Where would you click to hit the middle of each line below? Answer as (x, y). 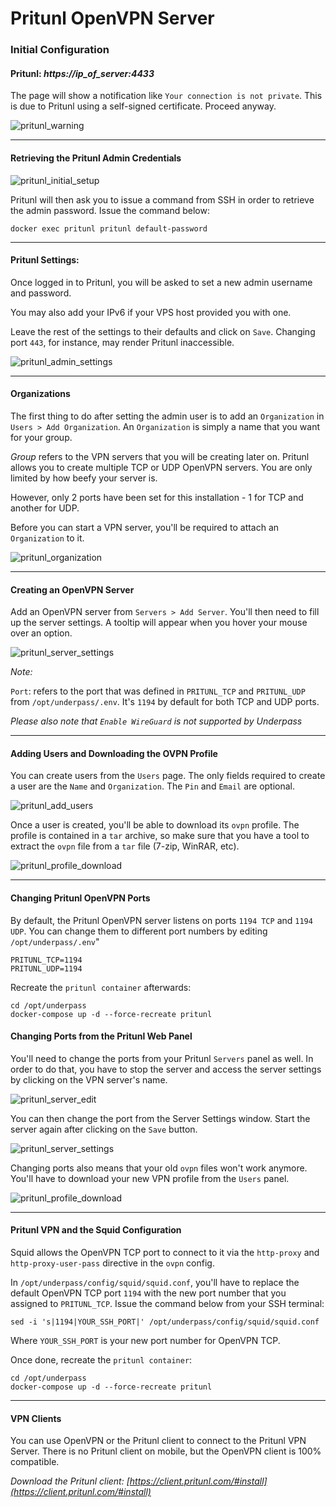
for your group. (41, 437)
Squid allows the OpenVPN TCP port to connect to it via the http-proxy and (165, 1252)
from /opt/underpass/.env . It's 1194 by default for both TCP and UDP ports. (165, 702)
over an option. (41, 633)
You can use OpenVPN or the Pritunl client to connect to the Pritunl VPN (158, 1441)
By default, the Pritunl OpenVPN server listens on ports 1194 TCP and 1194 (161, 920)
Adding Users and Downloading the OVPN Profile (114, 753)
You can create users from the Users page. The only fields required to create (168, 776)
